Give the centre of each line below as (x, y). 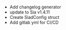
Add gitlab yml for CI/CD (34, 22)
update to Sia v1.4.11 (30, 12)
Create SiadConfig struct (34, 17)
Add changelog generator (35, 7)
